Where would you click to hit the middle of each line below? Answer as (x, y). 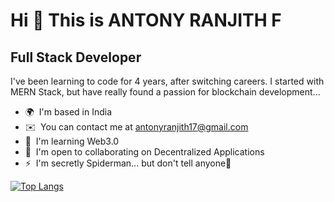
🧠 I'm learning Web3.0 (72, 141)
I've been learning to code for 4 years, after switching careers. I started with (167, 81)
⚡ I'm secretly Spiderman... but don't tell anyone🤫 (128, 163)
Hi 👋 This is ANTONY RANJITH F (146, 20)
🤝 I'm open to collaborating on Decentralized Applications (144, 152)
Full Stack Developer (76, 57)
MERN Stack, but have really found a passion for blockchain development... (165, 92)
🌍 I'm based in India (68, 112)
